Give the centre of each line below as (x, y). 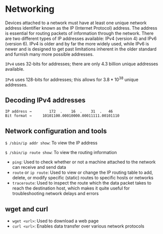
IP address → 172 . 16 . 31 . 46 (59, 112)
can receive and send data (39, 167)
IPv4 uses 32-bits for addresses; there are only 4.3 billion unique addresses (82, 64)
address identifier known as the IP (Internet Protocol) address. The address (81, 28)
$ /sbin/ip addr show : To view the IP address (51, 143)
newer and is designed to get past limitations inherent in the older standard (81, 49)
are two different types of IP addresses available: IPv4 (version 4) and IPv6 (81, 39)
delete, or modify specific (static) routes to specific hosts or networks (83, 178)
